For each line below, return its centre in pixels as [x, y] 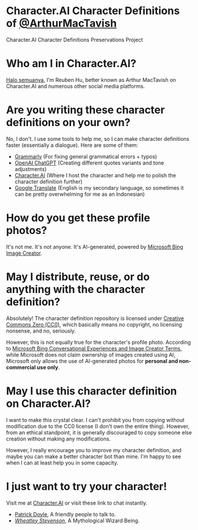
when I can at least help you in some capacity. [62, 462]
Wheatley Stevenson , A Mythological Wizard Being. [77, 521]
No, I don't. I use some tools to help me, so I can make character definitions [98, 139]
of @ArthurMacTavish [61, 23]
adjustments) [31, 169]
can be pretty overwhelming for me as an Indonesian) [80, 194]
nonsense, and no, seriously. [41, 331]
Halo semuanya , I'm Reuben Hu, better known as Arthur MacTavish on [91, 80]
